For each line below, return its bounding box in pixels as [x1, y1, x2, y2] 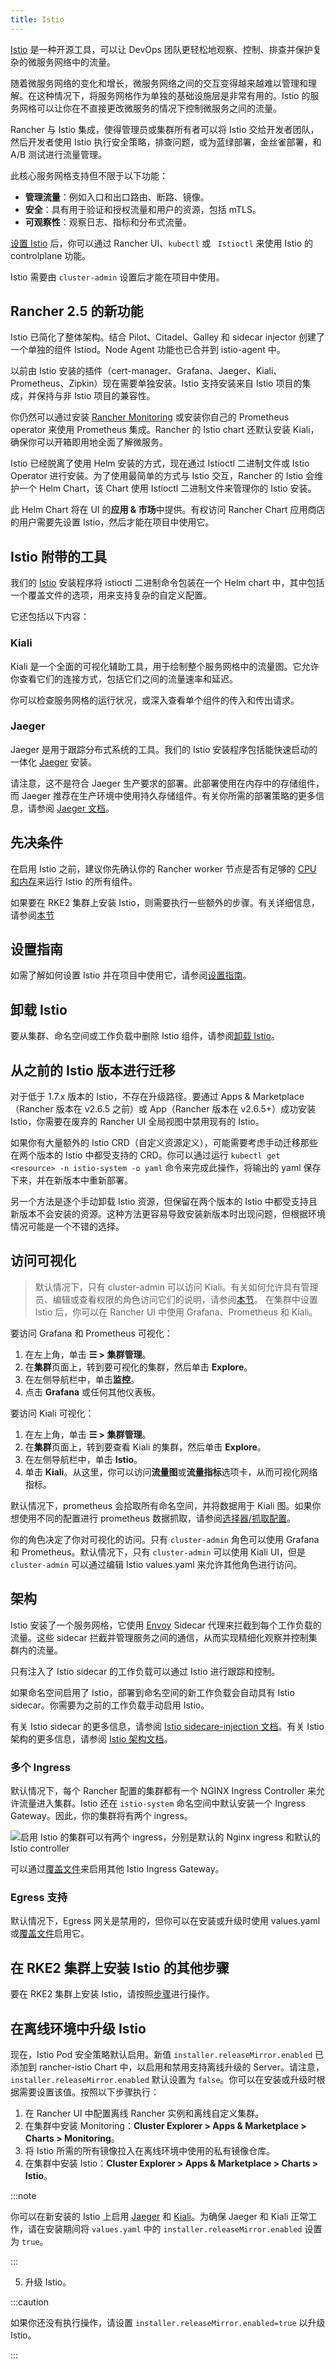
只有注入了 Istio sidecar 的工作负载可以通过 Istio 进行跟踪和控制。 [10, 1665, 281, 1677]
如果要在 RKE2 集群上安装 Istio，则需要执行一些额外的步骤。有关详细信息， [10, 896, 320, 908]
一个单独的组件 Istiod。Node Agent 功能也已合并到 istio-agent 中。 [10, 344, 286, 356]
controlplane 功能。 [10, 249, 92, 261]
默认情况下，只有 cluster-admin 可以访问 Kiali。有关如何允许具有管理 [34, 1281, 319, 1293]
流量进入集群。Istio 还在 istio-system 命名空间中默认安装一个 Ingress [18, 1797, 306, 1810]
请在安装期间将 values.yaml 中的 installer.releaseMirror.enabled [27, 2222, 303, 2235]
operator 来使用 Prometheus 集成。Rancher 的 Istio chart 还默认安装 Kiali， [10, 424, 320, 436]
